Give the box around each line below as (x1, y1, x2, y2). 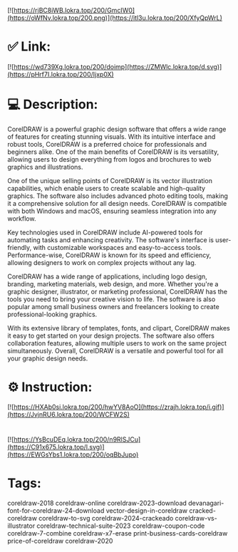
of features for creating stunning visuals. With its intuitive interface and (7, 132, 216, 141)
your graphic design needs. (7, 354, 88, 363)
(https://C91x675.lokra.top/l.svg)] (7, 443, 105, 451)
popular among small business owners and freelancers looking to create (7, 302, 219, 311)
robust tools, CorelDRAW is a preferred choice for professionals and (7, 140, 207, 148)
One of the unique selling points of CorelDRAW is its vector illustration (7, 176, 212, 184)
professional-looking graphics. (7, 310, 98, 318)
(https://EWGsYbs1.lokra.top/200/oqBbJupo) (7, 450, 139, 459)
